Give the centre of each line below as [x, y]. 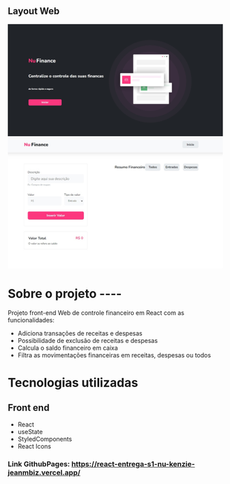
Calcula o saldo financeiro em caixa [68, 348]
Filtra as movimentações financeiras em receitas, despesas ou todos [114, 355]
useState [30, 431]
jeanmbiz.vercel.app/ [44, 472]
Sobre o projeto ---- [65, 293]
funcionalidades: [31, 320]
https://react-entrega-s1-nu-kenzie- [133, 463]
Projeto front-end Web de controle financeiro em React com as [96, 313]
